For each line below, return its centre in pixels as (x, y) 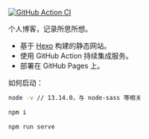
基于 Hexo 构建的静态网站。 (65, 46)
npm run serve (32, 127)
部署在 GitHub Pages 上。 (62, 66)
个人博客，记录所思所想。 (50, 29)
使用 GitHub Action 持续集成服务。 (76, 56)
